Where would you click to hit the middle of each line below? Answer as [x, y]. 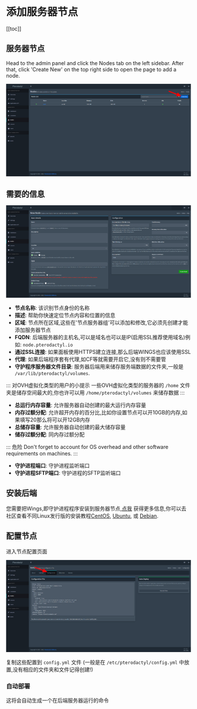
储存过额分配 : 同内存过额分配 [50, 434]
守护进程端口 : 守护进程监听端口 [52, 466]
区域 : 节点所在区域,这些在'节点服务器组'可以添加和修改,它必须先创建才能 [101, 323]
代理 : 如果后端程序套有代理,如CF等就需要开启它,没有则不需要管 [90, 359]
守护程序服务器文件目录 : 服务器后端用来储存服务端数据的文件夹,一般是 [99, 367]
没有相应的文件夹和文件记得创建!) [53, 670]
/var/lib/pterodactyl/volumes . [52, 373]
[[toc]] [14, 28]
